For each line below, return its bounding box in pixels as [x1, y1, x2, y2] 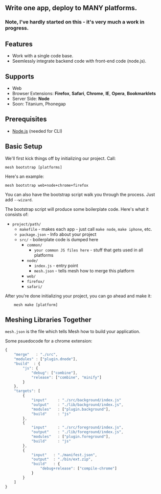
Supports [5, 72, 34, 80]
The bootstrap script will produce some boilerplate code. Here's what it [5, 206, 149, 212]
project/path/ [12, 222, 41, 227]
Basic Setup [5, 142, 43, 151]
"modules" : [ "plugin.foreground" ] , [31, 434, 111, 439]
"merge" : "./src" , [14, 352, 58, 357]
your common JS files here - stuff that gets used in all [34, 247, 143, 253]
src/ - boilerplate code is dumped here [19, 236, 99, 242]
